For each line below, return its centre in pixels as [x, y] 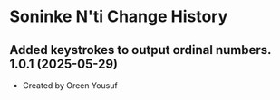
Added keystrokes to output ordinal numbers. [140, 50]
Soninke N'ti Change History [119, 17]
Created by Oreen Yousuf [70, 86]
